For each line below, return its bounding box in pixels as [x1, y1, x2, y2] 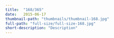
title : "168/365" [5, 7, 44, 12]
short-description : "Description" [5, 26, 78, 31]
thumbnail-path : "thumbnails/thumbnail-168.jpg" [5, 16, 109, 21]
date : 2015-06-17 [5, 12, 46, 17]
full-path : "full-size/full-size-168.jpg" [5, 21, 96, 26]
